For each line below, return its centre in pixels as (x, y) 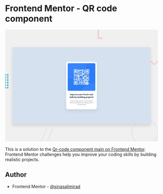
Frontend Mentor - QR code (61, 8)
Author (16, 175)
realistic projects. (22, 160)
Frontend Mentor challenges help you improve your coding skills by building (81, 154)
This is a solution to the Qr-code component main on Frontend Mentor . (75, 149)
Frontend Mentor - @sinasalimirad (46, 186)
